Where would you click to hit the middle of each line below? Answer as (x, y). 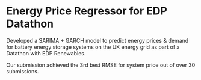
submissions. (23, 71)
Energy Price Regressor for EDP (87, 11)
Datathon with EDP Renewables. (46, 53)
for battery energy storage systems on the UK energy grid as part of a (93, 47)
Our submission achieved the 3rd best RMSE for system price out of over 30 (101, 65)
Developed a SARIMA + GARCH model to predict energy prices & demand (97, 40)
